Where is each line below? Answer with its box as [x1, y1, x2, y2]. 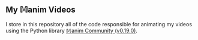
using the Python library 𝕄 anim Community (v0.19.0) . [5, 27, 137, 34]
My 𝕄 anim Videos [5, 5, 76, 15]
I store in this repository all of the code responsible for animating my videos [5, 20, 193, 27]
